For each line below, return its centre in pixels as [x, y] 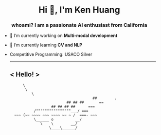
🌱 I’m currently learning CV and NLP [46, 45]
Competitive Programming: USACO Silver [51, 54]
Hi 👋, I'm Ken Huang [79, 10]
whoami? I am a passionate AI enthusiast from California [79, 25]
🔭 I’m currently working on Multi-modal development [63, 35]
